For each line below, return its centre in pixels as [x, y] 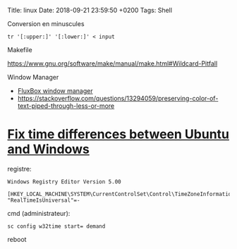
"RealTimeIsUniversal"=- [44, 200]
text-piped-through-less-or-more [66, 106]
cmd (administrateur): [39, 213]
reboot [17, 239]
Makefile [20, 50]
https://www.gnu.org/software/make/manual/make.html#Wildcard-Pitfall [113, 63]
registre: [19, 169]
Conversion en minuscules [46, 24]
